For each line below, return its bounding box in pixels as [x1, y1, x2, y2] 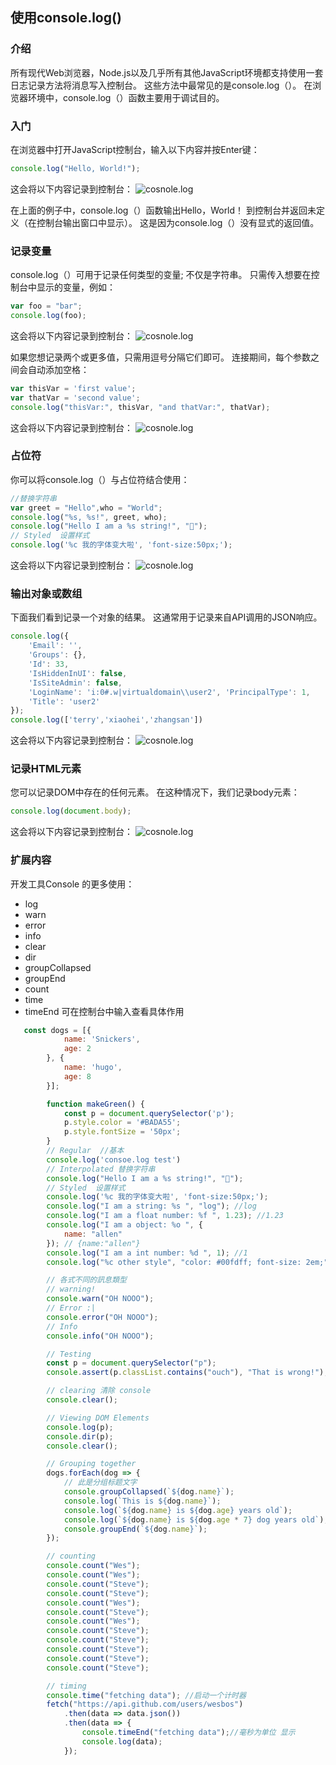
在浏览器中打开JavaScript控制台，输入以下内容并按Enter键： [10, 143, 260, 155]
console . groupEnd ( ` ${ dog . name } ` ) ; [63, 1524, 208, 1534]
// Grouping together [46, 1459, 137, 1469]
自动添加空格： [27, 363, 90, 375]
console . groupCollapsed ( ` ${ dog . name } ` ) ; [63, 1487, 235, 1497]
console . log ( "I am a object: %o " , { [46, 1220, 203, 1230]
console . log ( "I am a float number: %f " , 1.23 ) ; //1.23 [46, 1211, 284, 1221]
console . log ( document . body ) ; [10, 806, 132, 817]
